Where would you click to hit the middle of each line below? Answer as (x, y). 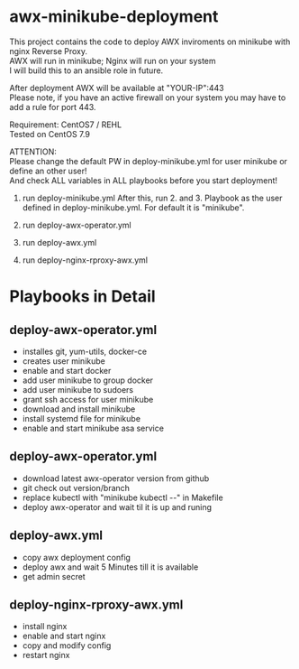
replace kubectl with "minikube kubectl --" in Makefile (122, 497)
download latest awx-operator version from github (116, 478)
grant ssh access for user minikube (88, 399)
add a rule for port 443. (53, 107)
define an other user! (48, 171)
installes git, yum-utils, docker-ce (84, 351)
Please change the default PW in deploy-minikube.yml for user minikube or (149, 161)
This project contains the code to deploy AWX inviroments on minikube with (150, 42)
